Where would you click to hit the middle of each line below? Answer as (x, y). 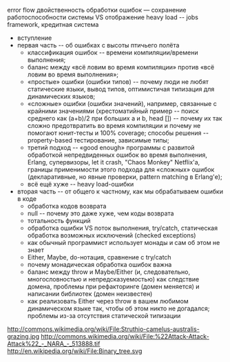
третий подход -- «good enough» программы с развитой (111, 148)
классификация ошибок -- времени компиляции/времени (113, 52)
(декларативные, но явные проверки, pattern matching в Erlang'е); (125, 177)
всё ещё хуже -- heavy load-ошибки (81, 184)
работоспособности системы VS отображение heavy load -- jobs (103, 17)
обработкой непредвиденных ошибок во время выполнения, (117, 155)
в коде (27, 199)
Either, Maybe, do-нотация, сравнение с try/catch (99, 257)
